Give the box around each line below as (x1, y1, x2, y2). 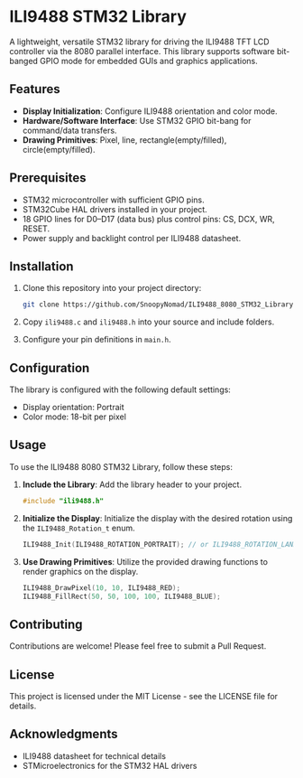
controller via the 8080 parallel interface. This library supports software (9, 45, 275, 56)
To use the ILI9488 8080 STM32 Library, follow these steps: (9, 461, 233, 472)
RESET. (22, 223, 50, 234)
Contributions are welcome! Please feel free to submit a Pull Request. (9, 641, 267, 651)
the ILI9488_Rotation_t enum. (22, 522, 135, 533)
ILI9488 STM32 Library (9, 6, 188, 27)
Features (9, 81, 60, 97)
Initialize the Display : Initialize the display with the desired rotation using (22, 512, 293, 523)
